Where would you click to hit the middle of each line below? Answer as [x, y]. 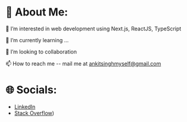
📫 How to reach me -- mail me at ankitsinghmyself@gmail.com [83, 63]
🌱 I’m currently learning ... [37, 40]
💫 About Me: [37, 12]
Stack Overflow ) [34, 113]
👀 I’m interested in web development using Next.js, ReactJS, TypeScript [93, 29]
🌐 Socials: [31, 90]
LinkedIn [25, 107]
